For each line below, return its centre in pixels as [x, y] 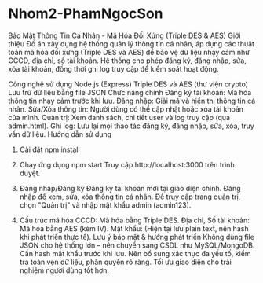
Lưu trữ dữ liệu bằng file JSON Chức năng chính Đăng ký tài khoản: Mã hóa [130, 92]
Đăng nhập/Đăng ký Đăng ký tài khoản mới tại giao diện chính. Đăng [130, 188]
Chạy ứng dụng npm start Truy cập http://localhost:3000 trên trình [127, 164]
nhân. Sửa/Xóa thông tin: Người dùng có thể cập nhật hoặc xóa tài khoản [126, 109]
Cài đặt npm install [49, 149]
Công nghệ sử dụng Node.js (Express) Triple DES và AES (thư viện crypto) [128, 84]
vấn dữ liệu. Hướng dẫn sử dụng [60, 134]
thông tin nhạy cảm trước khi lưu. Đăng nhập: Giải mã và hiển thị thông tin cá [132, 101]
